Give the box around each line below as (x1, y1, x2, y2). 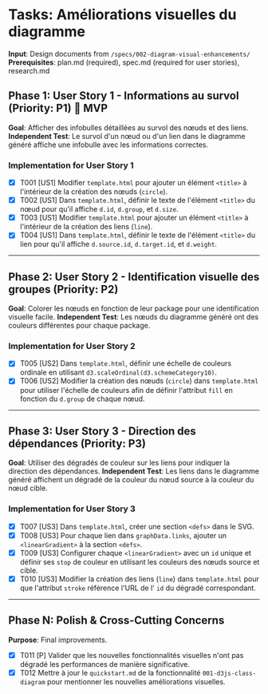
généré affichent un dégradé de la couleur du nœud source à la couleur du (8, 475, 254, 485)
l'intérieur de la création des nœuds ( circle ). (19, 187, 168, 196)
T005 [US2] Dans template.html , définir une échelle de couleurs (19, 359, 232, 368)
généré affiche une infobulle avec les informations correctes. (8, 140, 209, 149)
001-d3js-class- (202, 669, 257, 677)
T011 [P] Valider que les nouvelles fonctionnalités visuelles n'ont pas (19, 650, 244, 660)
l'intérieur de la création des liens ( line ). (19, 222, 153, 232)
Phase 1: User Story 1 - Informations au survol (8, 89, 239, 103)
